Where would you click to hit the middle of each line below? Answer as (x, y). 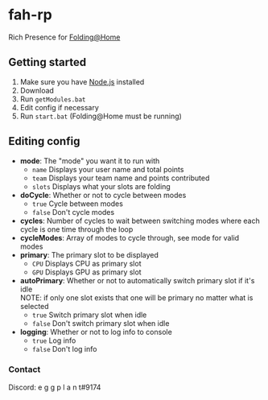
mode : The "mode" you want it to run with (90, 161)
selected (35, 306)
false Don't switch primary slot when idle (101, 323)
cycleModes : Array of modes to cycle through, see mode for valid (130, 237)
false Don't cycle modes (73, 212)
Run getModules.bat (53, 99)
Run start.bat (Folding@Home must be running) (101, 116)
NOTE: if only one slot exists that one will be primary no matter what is (136, 297)
